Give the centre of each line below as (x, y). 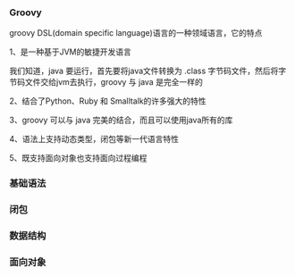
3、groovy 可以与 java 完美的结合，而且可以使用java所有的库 (121, 120)
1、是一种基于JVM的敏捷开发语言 (70, 52)
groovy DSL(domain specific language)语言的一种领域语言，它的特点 (136, 33)
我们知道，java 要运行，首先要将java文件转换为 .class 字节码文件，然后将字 (148, 71)
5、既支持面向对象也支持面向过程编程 (78, 158)
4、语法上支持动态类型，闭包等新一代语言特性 (94, 139)
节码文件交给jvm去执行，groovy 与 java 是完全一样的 (106, 82)
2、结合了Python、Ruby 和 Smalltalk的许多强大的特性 (108, 101)
